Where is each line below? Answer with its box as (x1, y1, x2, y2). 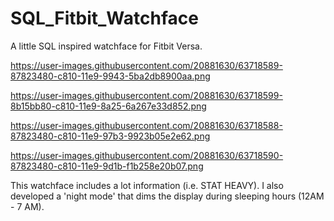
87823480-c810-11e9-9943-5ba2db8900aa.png (10, 70, 211, 82)
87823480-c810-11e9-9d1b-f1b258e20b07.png (10, 160, 204, 172)
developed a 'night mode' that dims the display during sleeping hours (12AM (10, 190, 325, 202)
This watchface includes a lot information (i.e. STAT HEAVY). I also (10, 179, 284, 191)
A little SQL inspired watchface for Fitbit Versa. (10, 40, 203, 52)
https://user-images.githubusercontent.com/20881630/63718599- (10, 89, 283, 101)
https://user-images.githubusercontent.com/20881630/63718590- (10, 149, 284, 161)
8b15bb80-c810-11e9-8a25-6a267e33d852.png (10, 100, 207, 112)
